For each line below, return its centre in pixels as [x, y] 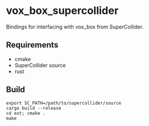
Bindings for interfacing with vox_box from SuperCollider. [75, 27]
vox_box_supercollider [62, 11]
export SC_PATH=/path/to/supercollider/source [64, 103]
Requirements [32, 45]
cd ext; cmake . [26, 113]
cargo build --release [34, 108]
